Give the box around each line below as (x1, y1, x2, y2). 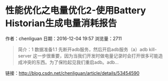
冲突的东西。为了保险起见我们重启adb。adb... (22, 59, 119, 65)
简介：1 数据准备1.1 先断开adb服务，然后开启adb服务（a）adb (17, 46, 148, 52)
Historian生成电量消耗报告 (5, 17, 117, 29)
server (17, 52, 32, 59)
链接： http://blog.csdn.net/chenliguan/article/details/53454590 (5, 70, 140, 76)
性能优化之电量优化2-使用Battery (5, 5, 146, 16)
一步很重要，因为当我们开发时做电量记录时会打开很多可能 (37, 52, 159, 59)
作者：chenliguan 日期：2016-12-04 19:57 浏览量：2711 (5, 35, 122, 42)
